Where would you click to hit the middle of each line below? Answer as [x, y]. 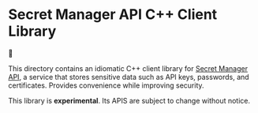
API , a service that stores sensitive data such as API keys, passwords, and [129, 77]
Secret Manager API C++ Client [113, 15]
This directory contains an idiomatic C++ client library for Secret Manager [128, 68]
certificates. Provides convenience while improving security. [106, 85]
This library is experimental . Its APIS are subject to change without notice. [129, 100]
